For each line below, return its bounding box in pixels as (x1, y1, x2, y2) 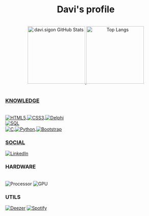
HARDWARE (5, 163, 36, 170)
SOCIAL (5, 139, 26, 146)
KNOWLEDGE (5, 97, 40, 104)
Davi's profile (57, 4, 115, 15)
